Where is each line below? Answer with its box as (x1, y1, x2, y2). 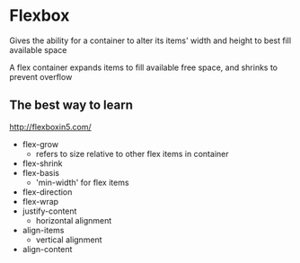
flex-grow (22, 138, 59, 149)
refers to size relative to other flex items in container (35, 148, 229, 159)
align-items (22, 224, 65, 235)
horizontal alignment (35, 215, 112, 225)
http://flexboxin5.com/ (9, 121, 92, 132)
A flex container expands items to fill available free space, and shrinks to (9, 62, 278, 73)
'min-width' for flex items (35, 177, 129, 188)
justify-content (22, 206, 77, 216)
